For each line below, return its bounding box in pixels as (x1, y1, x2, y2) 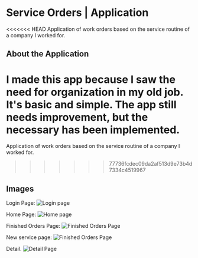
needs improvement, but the (6, 110, 148, 124)
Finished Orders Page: (6, 222, 61, 230)
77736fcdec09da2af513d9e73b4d (109, 160, 193, 167)
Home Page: (6, 211, 37, 218)
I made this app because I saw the (6, 73, 176, 86)
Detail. (6, 246, 22, 253)
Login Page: (6, 199, 35, 207)
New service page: (6, 234, 52, 241)
